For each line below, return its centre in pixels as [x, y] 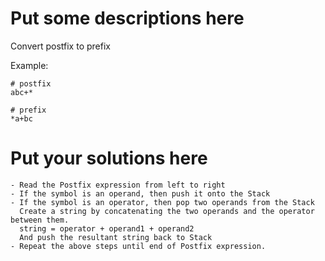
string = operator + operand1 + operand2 [107, 228]
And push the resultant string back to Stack [116, 237]
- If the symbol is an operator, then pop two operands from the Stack [162, 202]
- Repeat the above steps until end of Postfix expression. [138, 246]
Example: [29, 65]
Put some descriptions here [127, 18]
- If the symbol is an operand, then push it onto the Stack [140, 193]
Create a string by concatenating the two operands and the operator [167, 211]
